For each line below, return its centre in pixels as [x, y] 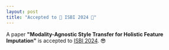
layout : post [22, 12]
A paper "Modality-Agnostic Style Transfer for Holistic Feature [85, 34]
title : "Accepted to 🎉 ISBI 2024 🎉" [51, 17]
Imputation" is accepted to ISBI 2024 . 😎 [56, 40]
